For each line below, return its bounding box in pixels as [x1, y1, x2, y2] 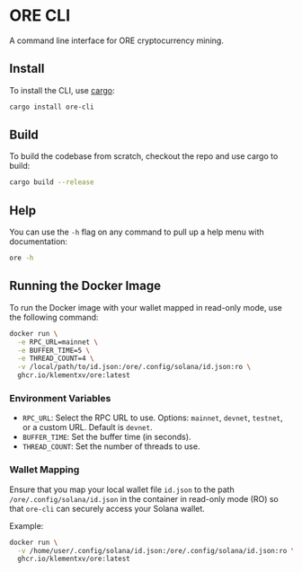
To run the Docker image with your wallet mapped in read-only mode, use [9, 302, 283, 312]
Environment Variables [9, 392, 111, 404]
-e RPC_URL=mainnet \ [17, 338, 99, 347]
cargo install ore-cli [9, 102, 94, 111]
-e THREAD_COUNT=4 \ [17, 354, 94, 364]
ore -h [9, 253, 34, 263]
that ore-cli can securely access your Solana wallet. [9, 503, 205, 514]
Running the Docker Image [9, 278, 162, 294]
